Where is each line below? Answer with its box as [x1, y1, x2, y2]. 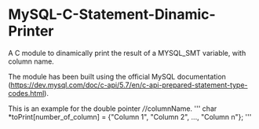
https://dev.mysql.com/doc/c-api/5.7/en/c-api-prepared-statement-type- [10, 80, 249, 90]
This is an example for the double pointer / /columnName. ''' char [8, 104, 217, 113]
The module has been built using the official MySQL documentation [8, 72, 226, 81]
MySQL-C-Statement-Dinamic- [8, 6, 216, 24]
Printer [8, 22, 54, 40]
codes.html [8, 88, 45, 98]
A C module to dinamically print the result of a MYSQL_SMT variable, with [8, 48, 246, 57]
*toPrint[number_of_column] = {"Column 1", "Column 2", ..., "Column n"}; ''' [8, 112, 252, 121]
